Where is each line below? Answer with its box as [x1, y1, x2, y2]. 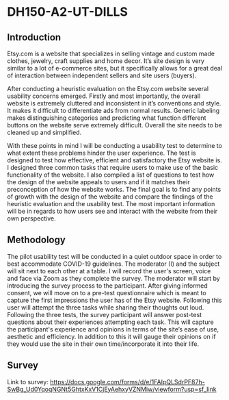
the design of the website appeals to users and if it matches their [7, 178, 190, 186]
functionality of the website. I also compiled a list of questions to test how [7, 171, 215, 179]
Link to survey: [7, 377, 49, 386]
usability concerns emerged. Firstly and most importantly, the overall [7, 92, 201, 100]
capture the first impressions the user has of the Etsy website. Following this [7, 296, 222, 304]
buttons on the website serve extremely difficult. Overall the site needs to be [7, 121, 222, 129]
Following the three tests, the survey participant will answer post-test [7, 310, 202, 318]
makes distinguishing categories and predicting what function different [7, 114, 206, 122]
